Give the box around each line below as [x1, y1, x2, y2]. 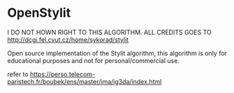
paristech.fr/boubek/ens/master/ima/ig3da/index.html [7, 77, 162, 85]
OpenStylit [7, 5, 71, 21]
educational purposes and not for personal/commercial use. [7, 56, 180, 64]
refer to [7, 70, 29, 78]
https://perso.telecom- [30, 70, 96, 78]
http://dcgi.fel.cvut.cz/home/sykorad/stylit [7, 35, 129, 43]
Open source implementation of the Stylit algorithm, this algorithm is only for [7, 49, 227, 57]
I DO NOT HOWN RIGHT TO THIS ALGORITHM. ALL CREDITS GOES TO [7, 28, 212, 36]
